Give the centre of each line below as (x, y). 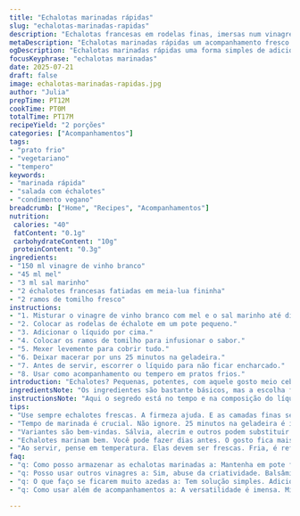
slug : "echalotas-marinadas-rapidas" (79, 26)
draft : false (33, 76)
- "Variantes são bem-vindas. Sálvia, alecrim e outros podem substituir (150, 432)
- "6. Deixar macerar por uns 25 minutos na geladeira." (117, 357)
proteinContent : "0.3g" (57, 250)
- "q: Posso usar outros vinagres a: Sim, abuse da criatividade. (135, 473)
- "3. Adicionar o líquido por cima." (81, 332)
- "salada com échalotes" (57, 192)
